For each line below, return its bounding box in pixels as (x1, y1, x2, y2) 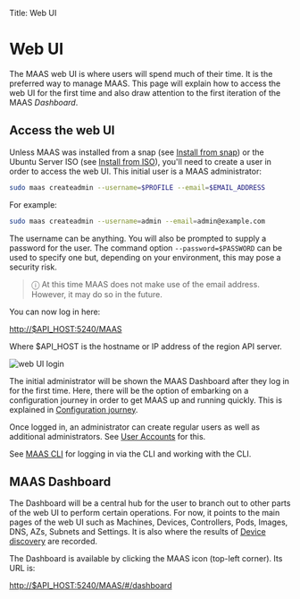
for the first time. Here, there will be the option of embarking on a (9, 385, 249, 396)
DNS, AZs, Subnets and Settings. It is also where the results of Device (9, 526, 266, 537)
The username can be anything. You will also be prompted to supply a (9, 233, 267, 244)
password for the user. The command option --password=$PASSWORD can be (9, 242, 283, 253)
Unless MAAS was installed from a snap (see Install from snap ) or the (9, 147, 265, 158)
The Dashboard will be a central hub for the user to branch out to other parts (9, 498, 291, 509)
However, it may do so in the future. (30, 288, 162, 299)
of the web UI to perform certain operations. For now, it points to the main (9, 508, 280, 518)
